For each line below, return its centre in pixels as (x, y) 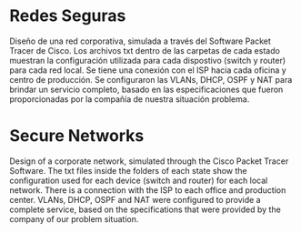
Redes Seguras (68, 16)
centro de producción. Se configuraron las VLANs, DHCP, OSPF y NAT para (151, 79)
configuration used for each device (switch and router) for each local (139, 180)
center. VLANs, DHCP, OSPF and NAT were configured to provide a (135, 199)
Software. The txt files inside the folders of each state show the (128, 170)
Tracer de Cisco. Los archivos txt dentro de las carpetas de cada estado (145, 50)
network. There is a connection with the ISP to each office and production (148, 190)
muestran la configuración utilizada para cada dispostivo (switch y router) (148, 60)
